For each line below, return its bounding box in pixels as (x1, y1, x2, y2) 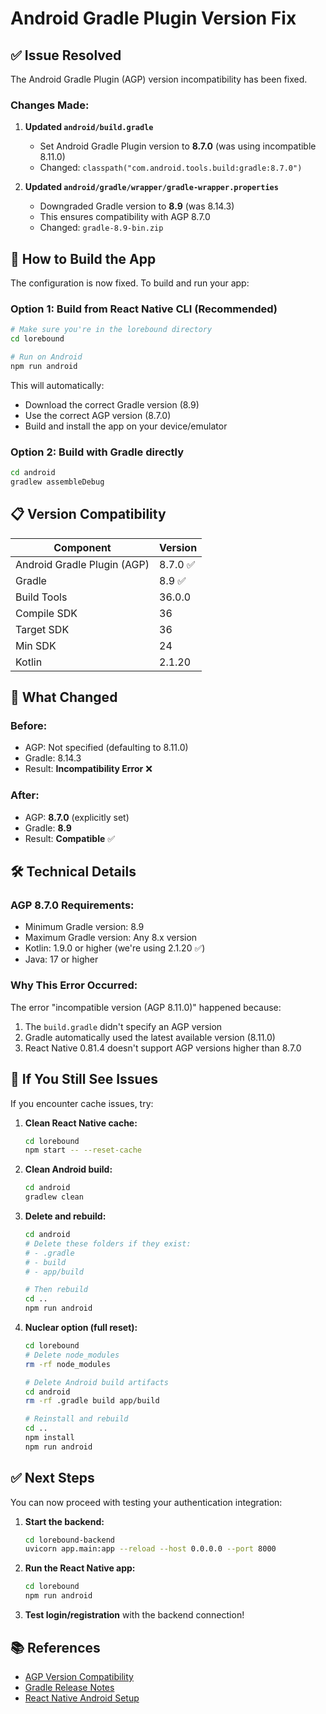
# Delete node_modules (24, 1350, 120, 1360)
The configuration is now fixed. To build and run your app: (10, 277, 250, 289)
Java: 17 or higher (24, 953, 99, 966)
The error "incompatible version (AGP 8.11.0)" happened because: (10, 1001, 282, 1013)
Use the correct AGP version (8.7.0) (24, 409, 172, 421)
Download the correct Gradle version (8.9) (24, 398, 200, 411)
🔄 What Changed (10, 689, 118, 706)
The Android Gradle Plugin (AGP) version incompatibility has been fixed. (10, 73, 308, 85)
